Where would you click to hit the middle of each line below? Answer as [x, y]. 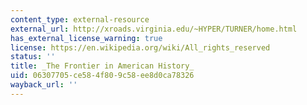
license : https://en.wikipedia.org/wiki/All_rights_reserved [140, 47]
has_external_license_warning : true [86, 38]
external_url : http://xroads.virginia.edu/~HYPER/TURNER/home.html [154, 29]
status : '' [33, 57]
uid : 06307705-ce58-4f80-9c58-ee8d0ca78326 [102, 76]
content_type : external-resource [80, 19]
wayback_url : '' [44, 85]
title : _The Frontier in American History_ [102, 66]
